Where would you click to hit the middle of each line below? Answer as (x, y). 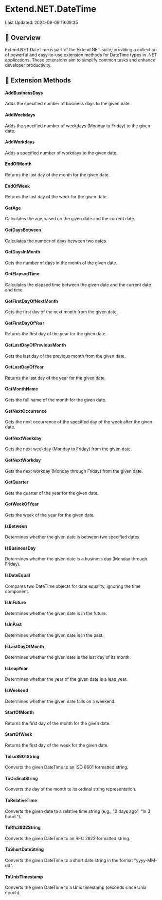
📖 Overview (23, 38)
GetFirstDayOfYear (25, 323)
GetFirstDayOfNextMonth (32, 301)
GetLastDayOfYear (24, 367)
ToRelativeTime (21, 801)
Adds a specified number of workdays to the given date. (61, 153)
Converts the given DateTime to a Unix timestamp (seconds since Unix (76, 887)
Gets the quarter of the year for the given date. (52, 493)
